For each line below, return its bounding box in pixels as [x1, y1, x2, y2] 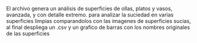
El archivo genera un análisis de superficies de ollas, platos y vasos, [6, 5, 173, 12]
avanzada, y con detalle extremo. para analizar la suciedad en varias [6, 11, 174, 18]
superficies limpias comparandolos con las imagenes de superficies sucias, [6, 18, 191, 24]
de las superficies [6, 30, 50, 37]
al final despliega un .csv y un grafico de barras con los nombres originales [6, 24, 190, 31]
